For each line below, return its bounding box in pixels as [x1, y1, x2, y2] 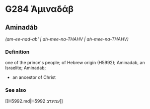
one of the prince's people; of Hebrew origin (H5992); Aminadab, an [5, 60, 145, 66]
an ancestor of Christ [12, 74, 56, 80]
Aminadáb [5, 23, 38, 32]
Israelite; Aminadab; [5, 65, 46, 71]
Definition [5, 48, 30, 55]
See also [5, 87, 26, 94]
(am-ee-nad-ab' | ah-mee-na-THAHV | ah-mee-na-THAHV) [5, 36, 129, 42]
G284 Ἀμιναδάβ [5, 3, 74, 15]
